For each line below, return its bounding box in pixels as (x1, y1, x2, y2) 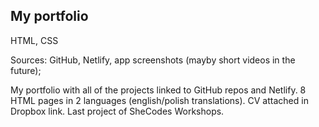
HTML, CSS (10, 34, 59, 46)
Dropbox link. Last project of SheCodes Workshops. (10, 105, 225, 117)
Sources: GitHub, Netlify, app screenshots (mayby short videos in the (10, 54, 296, 66)
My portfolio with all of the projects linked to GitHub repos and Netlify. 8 (10, 84, 307, 96)
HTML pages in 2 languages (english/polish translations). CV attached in (10, 94, 309, 106)
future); (10, 64, 42, 76)
